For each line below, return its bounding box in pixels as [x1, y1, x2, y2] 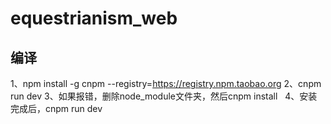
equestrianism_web [10, 7, 178, 30]
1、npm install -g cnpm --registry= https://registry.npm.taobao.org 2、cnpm [10, 78, 322, 89]
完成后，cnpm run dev [10, 103, 103, 114]
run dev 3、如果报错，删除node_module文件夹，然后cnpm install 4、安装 [10, 90, 318, 102]
